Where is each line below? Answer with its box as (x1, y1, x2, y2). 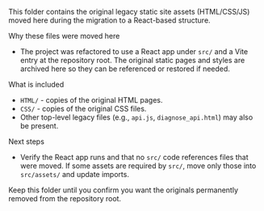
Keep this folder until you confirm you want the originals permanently (8, 185, 238, 195)
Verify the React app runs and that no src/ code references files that (19, 153, 249, 162)
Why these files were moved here (8, 32, 120, 40)
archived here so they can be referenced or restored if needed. (19, 64, 230, 74)
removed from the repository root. (8, 194, 122, 203)
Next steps (8, 137, 44, 146)
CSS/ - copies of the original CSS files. (19, 104, 147, 113)
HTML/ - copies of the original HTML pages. (19, 95, 163, 104)
